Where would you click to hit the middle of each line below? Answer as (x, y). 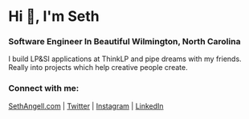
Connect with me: (44, 88)
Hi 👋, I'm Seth (54, 16)
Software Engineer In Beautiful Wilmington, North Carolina (124, 42)
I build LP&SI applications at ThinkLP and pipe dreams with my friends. (125, 59)
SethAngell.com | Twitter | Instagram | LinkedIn (86, 106)
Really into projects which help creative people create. (98, 68)
